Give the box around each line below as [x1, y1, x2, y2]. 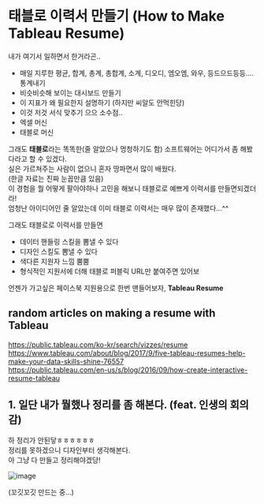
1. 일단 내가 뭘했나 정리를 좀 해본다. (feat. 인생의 [8, 398, 228, 412]
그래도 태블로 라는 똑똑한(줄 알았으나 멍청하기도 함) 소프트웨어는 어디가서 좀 [8, 144, 239, 154]
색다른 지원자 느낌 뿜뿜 [19, 256, 90, 266]
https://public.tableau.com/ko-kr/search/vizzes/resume [8, 340, 188, 349]
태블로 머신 [19, 127, 54, 136]
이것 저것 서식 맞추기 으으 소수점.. [19, 107, 123, 117]
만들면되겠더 [218, 183, 257, 193]
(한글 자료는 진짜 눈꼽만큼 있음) [8, 174, 104, 183]
